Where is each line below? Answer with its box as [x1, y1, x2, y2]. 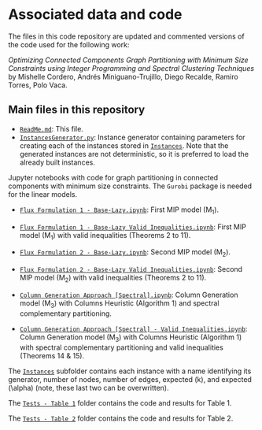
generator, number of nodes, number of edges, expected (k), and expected [8, 374, 252, 384]
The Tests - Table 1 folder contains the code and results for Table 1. [8, 398, 232, 407]
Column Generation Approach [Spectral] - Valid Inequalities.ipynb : [19, 324, 248, 333]
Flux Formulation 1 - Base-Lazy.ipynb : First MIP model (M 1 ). [19, 205, 219, 216]
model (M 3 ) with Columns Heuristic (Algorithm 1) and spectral [19, 298, 220, 310]
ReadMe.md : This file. [19, 124, 84, 133]
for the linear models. [8, 189, 77, 198]
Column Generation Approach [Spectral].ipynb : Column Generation [19, 290, 238, 299]
